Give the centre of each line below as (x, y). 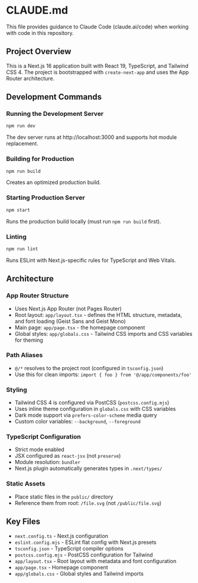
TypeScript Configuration (43, 437)
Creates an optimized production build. (53, 182)
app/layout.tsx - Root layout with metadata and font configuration (95, 561)
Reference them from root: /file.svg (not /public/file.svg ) (88, 503)
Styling (17, 390)
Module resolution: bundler (48, 462)
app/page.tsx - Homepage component (61, 567)
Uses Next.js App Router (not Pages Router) (68, 309)
